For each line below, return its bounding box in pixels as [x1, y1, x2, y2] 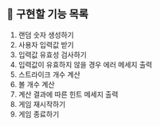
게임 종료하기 [18, 109, 60, 119]
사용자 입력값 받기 [18, 40, 74, 49]
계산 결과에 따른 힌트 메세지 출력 [18, 90, 119, 99]
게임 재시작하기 [18, 99, 66, 109]
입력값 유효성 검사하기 [18, 50, 88, 59]
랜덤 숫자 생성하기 [18, 30, 74, 40]
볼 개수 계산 [18, 79, 56, 89]
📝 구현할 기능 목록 [6, 7, 88, 21]
